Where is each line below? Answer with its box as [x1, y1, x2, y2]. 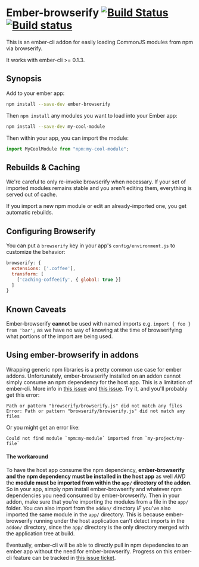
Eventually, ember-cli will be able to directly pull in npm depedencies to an [6, 541, 189, 549]
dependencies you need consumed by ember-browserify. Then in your [6, 492, 180, 499]
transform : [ [11, 271, 44, 277]
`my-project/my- [145, 435, 185, 442]
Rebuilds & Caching [6, 162, 80, 173]
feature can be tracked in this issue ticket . [13, 554, 116, 562]
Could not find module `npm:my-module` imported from [6, 435, 143, 442]
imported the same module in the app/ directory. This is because [6, 511, 164, 518]
